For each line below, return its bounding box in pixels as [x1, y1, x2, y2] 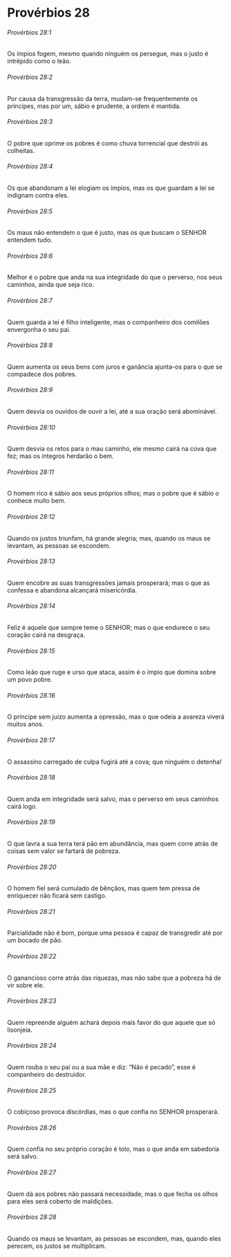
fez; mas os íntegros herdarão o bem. [7, 452, 114, 460]
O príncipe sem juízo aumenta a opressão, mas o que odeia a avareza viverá [7, 712, 225, 721]
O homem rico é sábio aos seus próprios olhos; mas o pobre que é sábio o [7, 489, 220, 498]
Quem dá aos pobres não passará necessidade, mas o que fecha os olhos [7, 1190, 219, 1198]
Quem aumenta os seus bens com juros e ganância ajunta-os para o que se [7, 362, 223, 371]
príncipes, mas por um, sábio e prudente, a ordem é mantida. [7, 102, 181, 110]
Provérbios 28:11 [7, 468, 54, 476]
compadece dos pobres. [7, 369, 77, 378]
